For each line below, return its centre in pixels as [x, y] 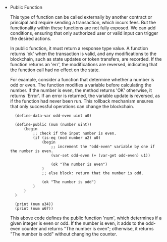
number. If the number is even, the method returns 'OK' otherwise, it [81, 90]
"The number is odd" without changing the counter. [64, 234]
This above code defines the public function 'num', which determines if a [86, 218]
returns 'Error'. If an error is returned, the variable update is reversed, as [85, 96]
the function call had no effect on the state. [55, 70]
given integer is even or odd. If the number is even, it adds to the [77, 223]
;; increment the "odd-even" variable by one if [103, 147]
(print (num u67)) [34, 209]
